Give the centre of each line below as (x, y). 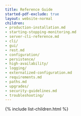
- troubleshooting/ (25, 95)
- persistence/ (20, 59)
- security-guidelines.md (31, 91)
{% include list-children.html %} (37, 109)
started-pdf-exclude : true (32, 14)
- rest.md (15, 50)
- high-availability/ (27, 64)
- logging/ (16, 68)
